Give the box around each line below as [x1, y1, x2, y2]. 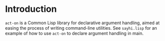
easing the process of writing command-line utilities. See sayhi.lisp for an [5, 25, 158, 31]
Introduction [5, 3, 57, 15]
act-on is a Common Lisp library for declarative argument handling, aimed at [5, 20, 160, 26]
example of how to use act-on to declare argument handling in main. [5, 30, 144, 36]
